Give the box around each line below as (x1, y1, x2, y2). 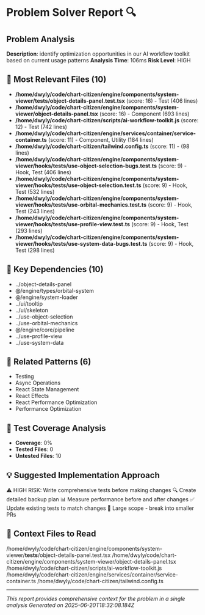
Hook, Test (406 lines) (15, 168, 71, 175)
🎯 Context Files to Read (6, 529, 96, 539)
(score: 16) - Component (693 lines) (99, 110, 190, 117)
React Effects (15, 392, 49, 400)
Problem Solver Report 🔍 (6, 6, 136, 20)
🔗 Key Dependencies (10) (6, 264, 104, 274)
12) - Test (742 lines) (15, 123, 67, 130)
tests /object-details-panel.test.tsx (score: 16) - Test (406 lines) (34, 97, 198, 105)
